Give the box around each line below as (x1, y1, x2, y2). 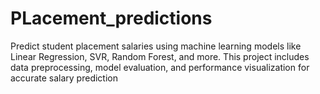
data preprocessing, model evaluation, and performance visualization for (10, 61, 310, 73)
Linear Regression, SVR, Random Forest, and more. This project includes (10, 50, 310, 62)
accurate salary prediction (10, 72, 118, 84)
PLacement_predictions (10, 7, 213, 30)
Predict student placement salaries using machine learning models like (10, 40, 302, 52)
